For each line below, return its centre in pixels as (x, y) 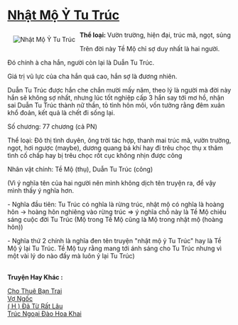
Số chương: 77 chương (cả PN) (53, 126)
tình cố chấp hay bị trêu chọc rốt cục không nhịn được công (95, 155)
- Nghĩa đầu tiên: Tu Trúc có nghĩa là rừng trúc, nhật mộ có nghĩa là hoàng (116, 204)
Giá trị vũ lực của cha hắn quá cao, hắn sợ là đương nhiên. (92, 76)
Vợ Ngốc (20, 298)
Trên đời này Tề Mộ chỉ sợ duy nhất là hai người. (150, 48)
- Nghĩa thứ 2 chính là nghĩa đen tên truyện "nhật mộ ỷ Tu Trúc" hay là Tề (114, 240)
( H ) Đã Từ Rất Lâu (35, 306)
